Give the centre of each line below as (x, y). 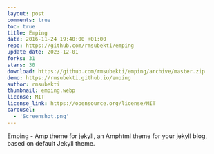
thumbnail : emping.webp (41, 90)
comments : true (29, 20)
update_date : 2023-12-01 (43, 52)
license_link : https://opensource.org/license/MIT (81, 104)
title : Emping (28, 33)
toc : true (21, 26)
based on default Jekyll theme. (51, 143)
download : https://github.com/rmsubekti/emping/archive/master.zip (106, 71)
